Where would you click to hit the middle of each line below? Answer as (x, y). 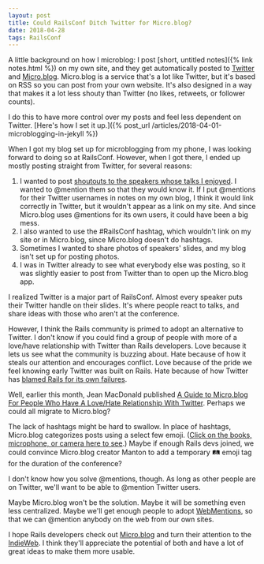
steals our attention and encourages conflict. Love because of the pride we (130, 363)
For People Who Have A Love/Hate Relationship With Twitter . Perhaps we (127, 403)
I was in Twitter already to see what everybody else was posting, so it (132, 265)
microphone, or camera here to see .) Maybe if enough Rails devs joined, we (131, 443)
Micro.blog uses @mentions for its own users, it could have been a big (134, 215)
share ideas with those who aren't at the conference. (94, 314)
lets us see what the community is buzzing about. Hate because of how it (127, 354)
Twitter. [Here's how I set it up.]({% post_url (79, 125)
